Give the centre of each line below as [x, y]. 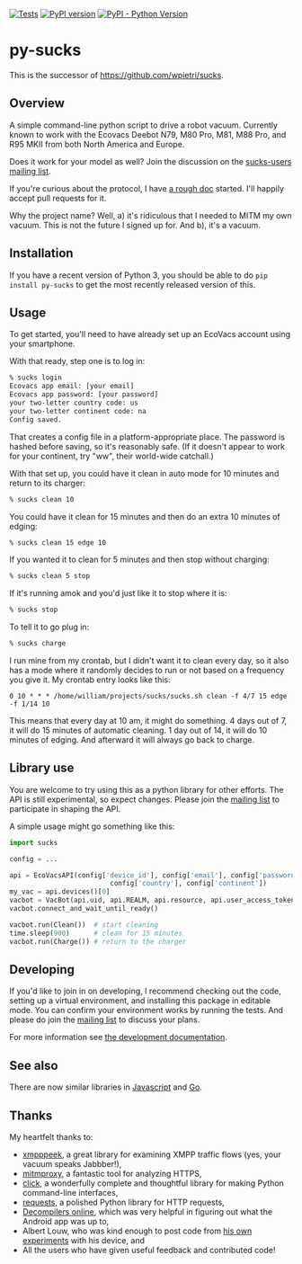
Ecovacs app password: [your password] [84, 395]
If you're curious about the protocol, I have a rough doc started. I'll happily [147, 188]
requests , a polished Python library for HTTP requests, [123, 1202]
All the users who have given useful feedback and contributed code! [149, 1250]
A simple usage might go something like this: [92, 826]
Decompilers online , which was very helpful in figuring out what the [147, 1212]
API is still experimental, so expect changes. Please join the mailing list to [145, 799]
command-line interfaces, [70, 1193]
